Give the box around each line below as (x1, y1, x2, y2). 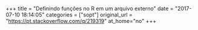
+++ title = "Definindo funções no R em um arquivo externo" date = (5, 5, 174, 12)
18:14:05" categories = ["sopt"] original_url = (21, 11, 133, 18)
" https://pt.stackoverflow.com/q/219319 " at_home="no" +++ (5, 18, 157, 24)
